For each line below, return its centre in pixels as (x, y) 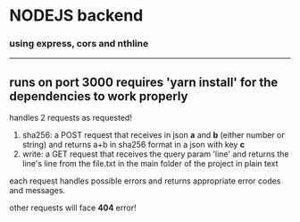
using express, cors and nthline (79, 44)
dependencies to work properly (99, 96)
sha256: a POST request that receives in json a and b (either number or (153, 135)
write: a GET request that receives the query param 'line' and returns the (155, 154)
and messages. (37, 191)
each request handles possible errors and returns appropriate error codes (145, 181)
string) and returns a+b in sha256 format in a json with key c (133, 145)
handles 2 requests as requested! (71, 118)
